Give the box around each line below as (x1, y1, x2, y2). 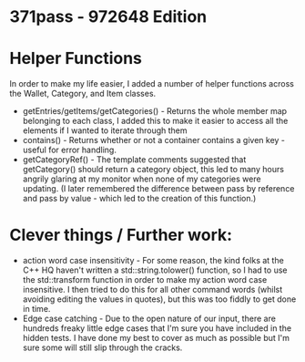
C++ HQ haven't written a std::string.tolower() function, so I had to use (22, 264, 288, 275)
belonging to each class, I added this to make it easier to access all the (22, 116, 289, 127)
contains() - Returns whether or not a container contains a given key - (22, 135, 285, 146)
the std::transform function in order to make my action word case (22, 274, 268, 285)
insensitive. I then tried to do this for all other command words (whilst (22, 284, 283, 295)
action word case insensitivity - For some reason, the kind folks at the (22, 255, 284, 266)
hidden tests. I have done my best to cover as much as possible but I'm (22, 333, 290, 344)
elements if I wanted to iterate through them (22, 125, 188, 136)
